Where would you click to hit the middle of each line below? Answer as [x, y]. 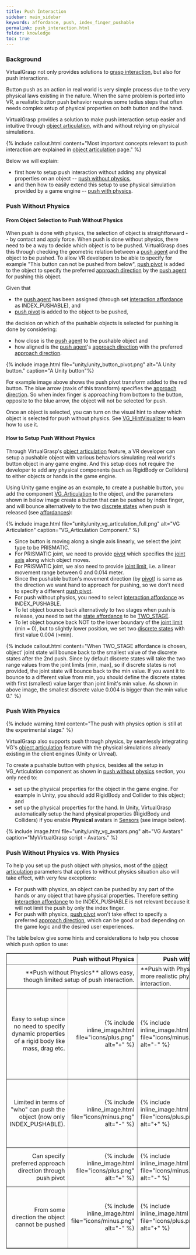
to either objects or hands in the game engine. [62, 476]
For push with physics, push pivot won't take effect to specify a [91, 914]
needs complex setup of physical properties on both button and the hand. [94, 108]
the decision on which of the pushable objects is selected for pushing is [92, 323]
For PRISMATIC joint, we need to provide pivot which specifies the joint [100, 554]
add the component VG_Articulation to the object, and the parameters [90, 493]
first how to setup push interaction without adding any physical [90, 172]
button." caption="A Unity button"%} [50, 371]
